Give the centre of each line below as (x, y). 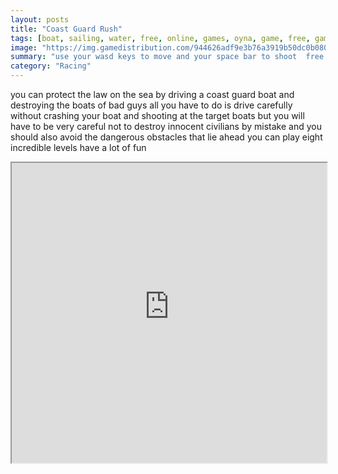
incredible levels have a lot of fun (78, 147)
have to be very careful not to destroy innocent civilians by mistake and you (166, 126)
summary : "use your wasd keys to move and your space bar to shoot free (167, 57)
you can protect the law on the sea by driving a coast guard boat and (152, 94)
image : (24, 47)
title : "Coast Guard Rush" (66, 29)
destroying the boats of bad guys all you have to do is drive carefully (151, 105)
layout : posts (40, 19)
